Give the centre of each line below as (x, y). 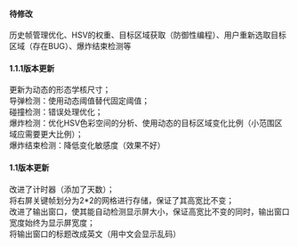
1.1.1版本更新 (32, 68)
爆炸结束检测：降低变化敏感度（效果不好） (87, 145)
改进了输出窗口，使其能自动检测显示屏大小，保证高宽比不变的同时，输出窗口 (149, 211)
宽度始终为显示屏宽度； (52, 222)
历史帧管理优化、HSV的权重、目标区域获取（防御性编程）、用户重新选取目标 (148, 35)
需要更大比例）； (54, 135)
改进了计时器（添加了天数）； (62, 189)
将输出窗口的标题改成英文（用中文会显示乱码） (95, 234)
